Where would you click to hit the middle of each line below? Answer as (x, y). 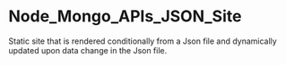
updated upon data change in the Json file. (88, 50)
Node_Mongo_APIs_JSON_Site (125, 16)
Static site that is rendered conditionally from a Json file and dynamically (143, 41)
